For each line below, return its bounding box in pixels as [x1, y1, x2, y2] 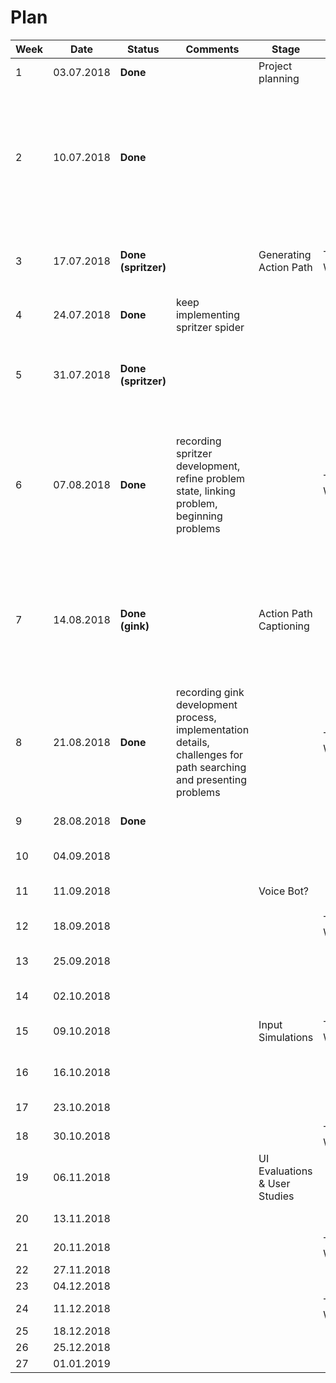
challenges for [175, 747, 244, 761]
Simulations [258, 1030, 314, 1044]
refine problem [175, 471, 246, 485]
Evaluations [258, 1164, 313, 1178]
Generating [258, 247, 312, 261]
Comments [185, 42, 240, 56]
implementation [175, 722, 250, 736]
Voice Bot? [258, 884, 310, 898]
